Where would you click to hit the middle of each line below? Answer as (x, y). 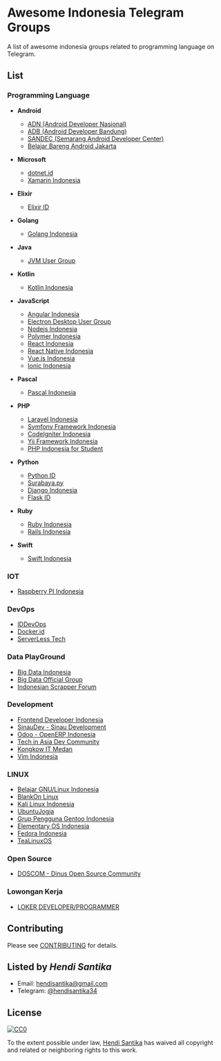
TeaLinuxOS (35, 841)
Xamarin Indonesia (54, 180)
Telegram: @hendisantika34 (57, 991)
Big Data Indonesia (44, 672)
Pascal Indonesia (52, 392)
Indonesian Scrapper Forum (57, 687)
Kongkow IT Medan (45, 749)
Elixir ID (38, 207)
